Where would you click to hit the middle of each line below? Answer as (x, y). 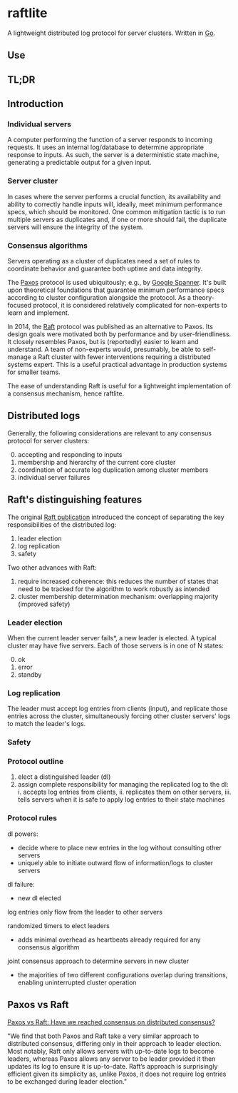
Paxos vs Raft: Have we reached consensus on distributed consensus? (111, 1022)
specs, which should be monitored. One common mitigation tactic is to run (117, 211)
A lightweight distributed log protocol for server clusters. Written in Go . (112, 33)
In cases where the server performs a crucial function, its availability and (114, 196)
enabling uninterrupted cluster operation (77, 982)
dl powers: (23, 834)
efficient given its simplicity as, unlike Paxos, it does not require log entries (117, 1074)
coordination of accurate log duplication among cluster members (113, 470)
